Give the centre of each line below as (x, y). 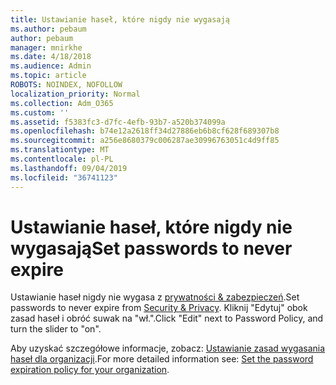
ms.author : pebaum (48, 29)
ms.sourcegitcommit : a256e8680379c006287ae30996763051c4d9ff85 (145, 141)
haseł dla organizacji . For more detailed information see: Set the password (162, 359)
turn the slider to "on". (56, 329)
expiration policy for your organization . (90, 370)
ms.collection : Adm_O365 (62, 103)
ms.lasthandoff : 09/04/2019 (69, 168)
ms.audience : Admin (51, 66)
